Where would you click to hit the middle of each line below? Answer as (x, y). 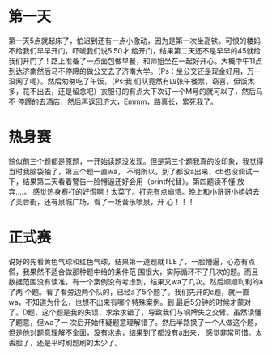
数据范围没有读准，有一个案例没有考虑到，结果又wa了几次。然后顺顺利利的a (136, 281)
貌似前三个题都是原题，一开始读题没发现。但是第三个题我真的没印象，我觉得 (136, 161)
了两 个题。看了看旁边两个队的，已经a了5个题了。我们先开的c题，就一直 (129, 292)
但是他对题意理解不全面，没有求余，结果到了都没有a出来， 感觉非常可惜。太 (136, 332)
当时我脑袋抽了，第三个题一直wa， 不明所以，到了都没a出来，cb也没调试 (130, 171)
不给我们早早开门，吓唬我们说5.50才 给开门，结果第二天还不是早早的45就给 (135, 50)
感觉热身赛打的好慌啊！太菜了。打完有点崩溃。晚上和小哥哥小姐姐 (143, 191)
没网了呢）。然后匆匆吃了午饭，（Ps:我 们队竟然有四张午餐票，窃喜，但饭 (128, 81)
